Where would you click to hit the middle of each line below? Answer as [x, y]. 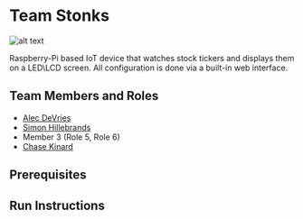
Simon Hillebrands [57, 127]
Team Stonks [60, 16]
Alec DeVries [47, 117]
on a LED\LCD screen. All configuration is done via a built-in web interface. [149, 68]
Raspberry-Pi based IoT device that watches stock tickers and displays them [152, 58]
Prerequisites [48, 175]
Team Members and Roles [84, 96]
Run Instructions [57, 205]
